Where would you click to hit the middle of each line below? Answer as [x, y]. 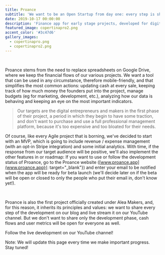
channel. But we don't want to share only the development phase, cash [77, 218]
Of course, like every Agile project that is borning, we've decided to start [79, 136]
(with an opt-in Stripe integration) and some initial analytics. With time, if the [82, 146]
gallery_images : [22, 37]
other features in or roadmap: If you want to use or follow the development [81, 157]
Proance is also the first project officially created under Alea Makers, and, [80, 202]
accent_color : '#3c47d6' [30, 32]
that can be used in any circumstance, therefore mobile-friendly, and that [79, 80]
